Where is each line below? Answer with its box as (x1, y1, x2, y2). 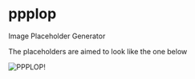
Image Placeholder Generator (8, 31, 106, 41)
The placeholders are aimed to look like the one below (8, 46, 188, 56)
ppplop (8, 5, 57, 23)
